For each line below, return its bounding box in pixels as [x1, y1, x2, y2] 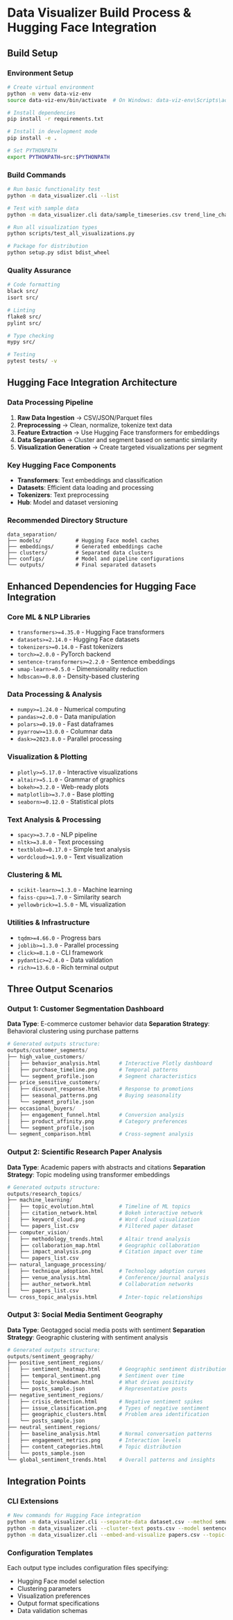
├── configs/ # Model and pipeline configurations [7, 555, 185, 563]
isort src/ [7, 294, 39, 301]
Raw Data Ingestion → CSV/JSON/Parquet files [17, 413, 153, 421]
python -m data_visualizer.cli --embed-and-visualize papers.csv [7, 1531, 200, 1538]
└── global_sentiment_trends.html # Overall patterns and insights [7, 1456, 216, 1463]
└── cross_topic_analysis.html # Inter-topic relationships [7, 1293, 203, 1301]
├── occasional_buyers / [7, 1105, 76, 1112]
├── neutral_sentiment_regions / [7, 1424, 101, 1431]
